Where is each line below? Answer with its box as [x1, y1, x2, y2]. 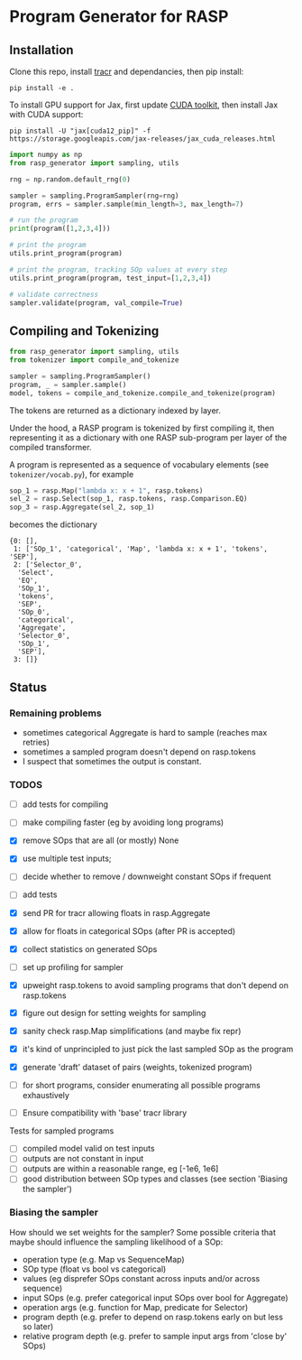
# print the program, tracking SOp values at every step [9, 264, 228, 274]
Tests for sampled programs [9, 1125, 114, 1136]
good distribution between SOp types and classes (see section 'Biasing [22, 1173, 288, 1184]
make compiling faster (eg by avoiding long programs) [22, 817, 224, 828]
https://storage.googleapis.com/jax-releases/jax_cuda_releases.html [9, 134, 277, 143]
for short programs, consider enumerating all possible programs [22, 1080, 261, 1091]
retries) [22, 736, 50, 747]
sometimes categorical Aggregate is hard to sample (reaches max [22, 726, 268, 737]
